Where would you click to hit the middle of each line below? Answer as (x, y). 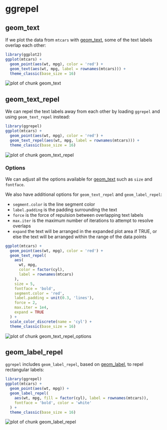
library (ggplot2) (24, 54)
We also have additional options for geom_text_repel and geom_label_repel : (84, 194)
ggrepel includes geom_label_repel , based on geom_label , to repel (74, 364)
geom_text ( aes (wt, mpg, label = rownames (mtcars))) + (68, 69)
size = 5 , (25, 284)
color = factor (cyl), (42, 270)
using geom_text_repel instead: (38, 117)
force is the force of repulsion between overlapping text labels (78, 215)
